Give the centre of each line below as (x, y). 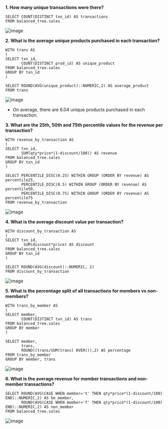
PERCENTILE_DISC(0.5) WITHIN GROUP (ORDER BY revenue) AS (84, 185)
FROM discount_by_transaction (37, 272)
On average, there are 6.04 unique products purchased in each (79, 110)
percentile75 (19, 198)
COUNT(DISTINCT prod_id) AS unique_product (68, 63)
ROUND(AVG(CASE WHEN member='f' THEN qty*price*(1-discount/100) (92, 402)
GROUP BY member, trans (31, 359)
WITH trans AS (20, 50)
